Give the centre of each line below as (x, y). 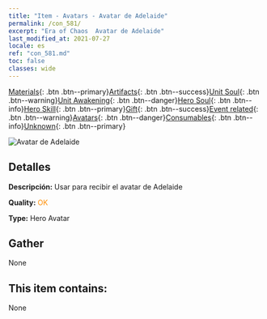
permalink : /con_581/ (45, 23)
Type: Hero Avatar (39, 218)
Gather (26, 243)
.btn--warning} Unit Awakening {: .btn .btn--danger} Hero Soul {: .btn (120, 100)
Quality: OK (28, 202)
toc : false (27, 62)
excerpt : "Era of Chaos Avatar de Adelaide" (86, 31)
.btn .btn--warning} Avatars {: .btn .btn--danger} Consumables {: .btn (120, 117)
